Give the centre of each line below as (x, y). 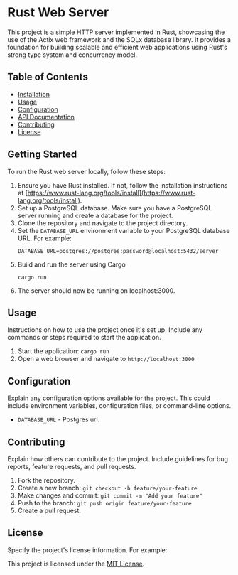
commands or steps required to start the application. (84, 338)
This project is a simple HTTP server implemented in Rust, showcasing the (116, 32)
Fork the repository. (47, 480)
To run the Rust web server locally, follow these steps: (86, 171)
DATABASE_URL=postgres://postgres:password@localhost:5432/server (118, 251)
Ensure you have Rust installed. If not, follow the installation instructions (123, 185)
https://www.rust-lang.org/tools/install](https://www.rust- (112, 193)
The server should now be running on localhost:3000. (96, 290)
